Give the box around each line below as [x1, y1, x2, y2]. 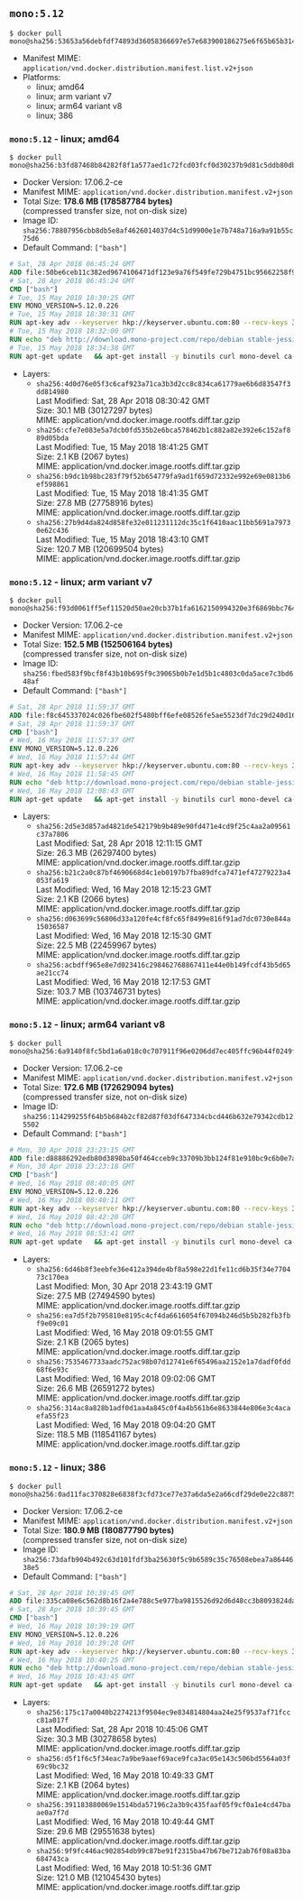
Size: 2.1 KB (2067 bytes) [35, 451, 129, 462]
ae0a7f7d [35, 1808, 69, 1817]
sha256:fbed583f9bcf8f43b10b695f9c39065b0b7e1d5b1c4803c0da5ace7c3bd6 [22, 669, 294, 678]
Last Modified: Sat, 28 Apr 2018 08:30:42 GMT [35, 395, 210, 406]
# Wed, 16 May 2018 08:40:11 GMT [9, 1195, 135, 1205]
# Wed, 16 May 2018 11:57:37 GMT [9, 736, 135, 745]
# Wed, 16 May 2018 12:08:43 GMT [9, 786, 135, 795]
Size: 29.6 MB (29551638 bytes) [35, 1826, 156, 1836]
